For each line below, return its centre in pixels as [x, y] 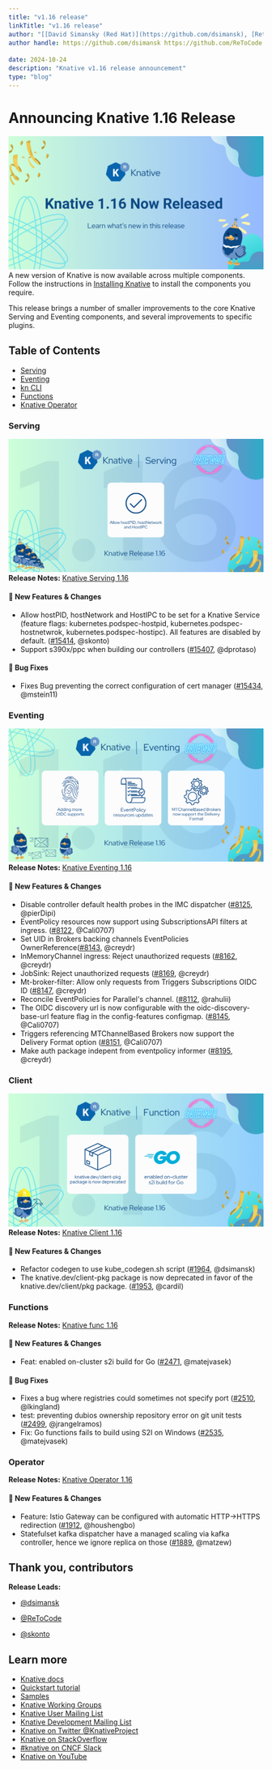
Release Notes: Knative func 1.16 [64, 1325]
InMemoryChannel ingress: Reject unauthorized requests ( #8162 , [129, 956]
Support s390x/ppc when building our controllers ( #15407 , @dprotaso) [138, 649]
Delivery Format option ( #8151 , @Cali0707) [91, 1042]
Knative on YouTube [53, 1757]
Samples [35, 1696]
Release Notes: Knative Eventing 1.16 [70, 867]
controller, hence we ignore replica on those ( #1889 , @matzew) [126, 1542]
